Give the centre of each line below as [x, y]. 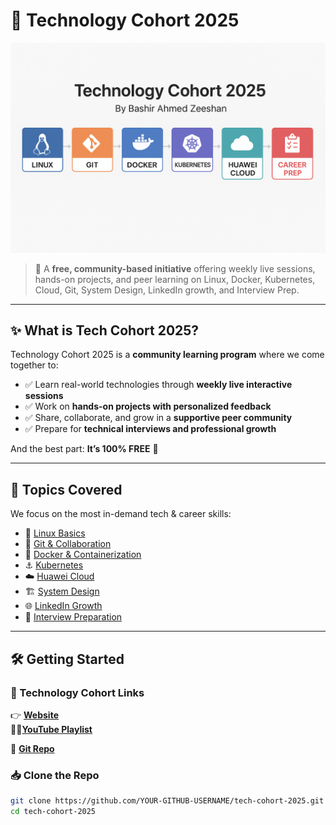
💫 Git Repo [32, 748]
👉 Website [34, 715]
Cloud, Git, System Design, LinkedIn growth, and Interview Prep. [167, 290]
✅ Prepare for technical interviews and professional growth [150, 429]
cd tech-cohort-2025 [53, 812]
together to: [34, 365]
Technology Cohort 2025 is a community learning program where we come [167, 355]
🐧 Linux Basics [55, 533]
